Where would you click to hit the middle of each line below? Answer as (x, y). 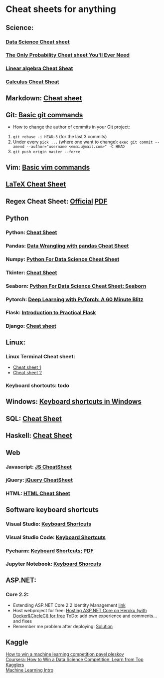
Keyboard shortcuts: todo (37, 386)
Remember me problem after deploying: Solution (63, 627)
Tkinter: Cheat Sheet (31, 272)
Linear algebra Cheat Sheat (39, 68)
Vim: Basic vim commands (48, 167)
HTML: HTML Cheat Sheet (38, 493)
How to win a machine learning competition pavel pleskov (65, 654)
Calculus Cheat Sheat (32, 82)
